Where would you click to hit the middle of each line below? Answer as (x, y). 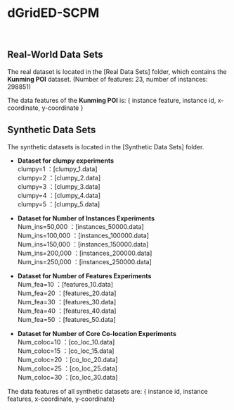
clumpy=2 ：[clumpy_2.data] (59, 178)
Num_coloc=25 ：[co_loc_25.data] (67, 368)
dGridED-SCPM (53, 13)
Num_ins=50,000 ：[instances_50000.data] (80, 226)
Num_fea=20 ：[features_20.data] (67, 293)
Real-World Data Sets (55, 55)
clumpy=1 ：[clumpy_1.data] (57, 169)
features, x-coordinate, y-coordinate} (61, 399)
